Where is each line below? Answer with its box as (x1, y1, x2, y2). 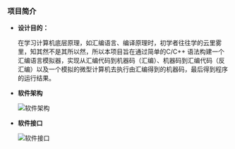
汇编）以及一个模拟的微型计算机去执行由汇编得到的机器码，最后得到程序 (17, 65, 228, 73)
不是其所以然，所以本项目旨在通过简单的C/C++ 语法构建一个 (48, 47, 224, 56)
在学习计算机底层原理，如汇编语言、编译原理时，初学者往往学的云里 (17, 39, 216, 47)
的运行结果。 (17, 74, 55, 83)
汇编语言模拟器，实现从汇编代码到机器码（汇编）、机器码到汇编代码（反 (17, 56, 225, 65)
